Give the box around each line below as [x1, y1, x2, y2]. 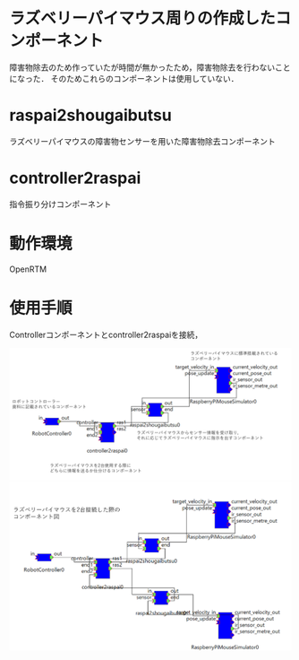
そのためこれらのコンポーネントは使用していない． [50, 73, 239, 83]
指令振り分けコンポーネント [9, 198, 112, 209]
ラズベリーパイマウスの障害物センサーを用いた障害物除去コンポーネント [9, 135, 276, 146]
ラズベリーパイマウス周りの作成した [9, 8, 276, 29]
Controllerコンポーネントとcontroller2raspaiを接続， [9, 329, 203, 340]
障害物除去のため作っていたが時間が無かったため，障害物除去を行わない [9, 62, 276, 73]
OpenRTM [9, 264, 47, 274]
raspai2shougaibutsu [9, 105, 172, 126]
